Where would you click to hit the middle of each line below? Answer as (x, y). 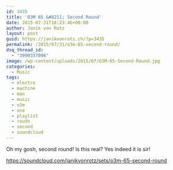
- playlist (25, 116)
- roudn (21, 122)
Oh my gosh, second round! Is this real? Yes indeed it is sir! (78, 149)
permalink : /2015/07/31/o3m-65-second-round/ (63, 45)
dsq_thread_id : (25, 50)
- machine (23, 89)
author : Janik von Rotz (36, 28)
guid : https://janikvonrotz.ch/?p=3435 (55, 39)
